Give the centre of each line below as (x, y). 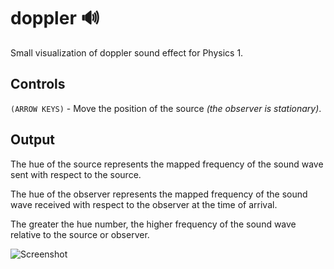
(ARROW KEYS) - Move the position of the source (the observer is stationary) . (166, 108)
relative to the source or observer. (80, 234)
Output (32, 140)
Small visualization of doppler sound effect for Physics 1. (127, 52)
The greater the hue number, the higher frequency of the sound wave (153, 224)
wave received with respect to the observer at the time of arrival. (144, 204)
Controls (38, 84)
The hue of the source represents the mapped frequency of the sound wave (167, 164)
